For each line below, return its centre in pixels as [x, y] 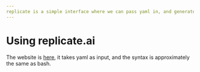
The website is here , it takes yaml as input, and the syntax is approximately [98, 57]
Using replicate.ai [51, 40]
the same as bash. [29, 63]
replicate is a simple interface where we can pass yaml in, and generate [101, 12]
